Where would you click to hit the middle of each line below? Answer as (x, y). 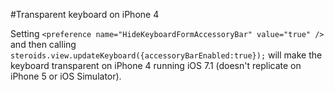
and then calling (43, 44)
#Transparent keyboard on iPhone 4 (85, 14)
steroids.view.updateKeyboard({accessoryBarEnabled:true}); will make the (166, 55)
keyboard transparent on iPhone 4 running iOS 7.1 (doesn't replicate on (156, 65)
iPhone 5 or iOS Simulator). (66, 76)
